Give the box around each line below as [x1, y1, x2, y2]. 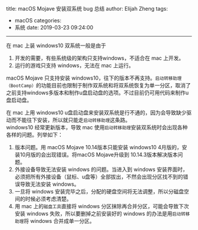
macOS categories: [14, 17, 62, 24]
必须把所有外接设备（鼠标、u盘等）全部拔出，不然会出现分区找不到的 [14, 173, 184, 180]
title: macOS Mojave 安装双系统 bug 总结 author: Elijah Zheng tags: [6, 5, 168, 12]
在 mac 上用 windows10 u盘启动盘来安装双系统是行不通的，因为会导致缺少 [6, 109, 187, 116]
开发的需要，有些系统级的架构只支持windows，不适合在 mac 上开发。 [14, 55, 184, 61]
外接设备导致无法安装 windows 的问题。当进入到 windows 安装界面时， [14, 166, 188, 173]
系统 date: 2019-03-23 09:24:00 [14, 24, 94, 31]
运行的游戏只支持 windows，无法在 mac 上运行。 [14, 62, 134, 69]
